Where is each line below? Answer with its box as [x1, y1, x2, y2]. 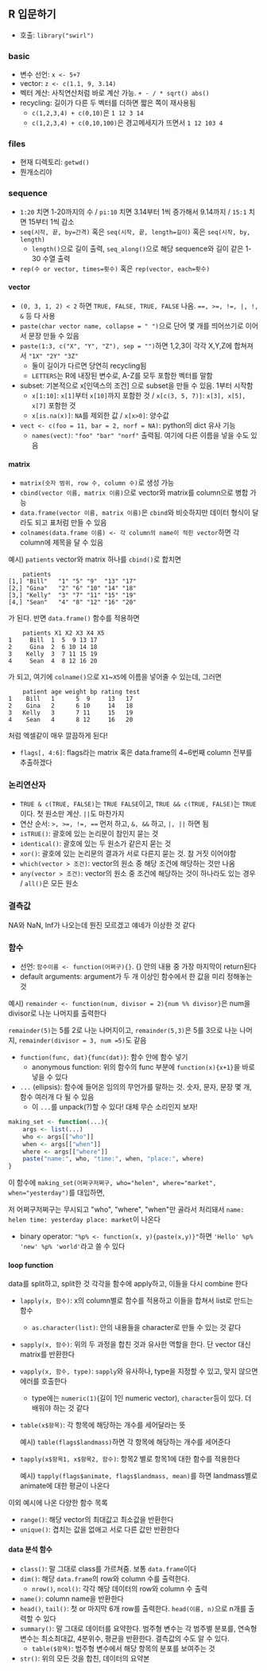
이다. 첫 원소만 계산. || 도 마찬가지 [19, 809, 125, 819]
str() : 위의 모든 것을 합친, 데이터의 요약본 [19, 1653, 150, 1663]
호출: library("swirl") [19, 30, 95, 40]
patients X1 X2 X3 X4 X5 [22, 629, 105, 637]
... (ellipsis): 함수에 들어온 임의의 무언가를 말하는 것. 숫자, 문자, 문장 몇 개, [19, 1082, 252, 1091]
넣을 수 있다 [31, 1072, 68, 1082]
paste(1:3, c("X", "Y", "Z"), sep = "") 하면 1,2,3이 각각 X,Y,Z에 [19, 341, 233, 350]
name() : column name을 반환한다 [19, 1594, 125, 1603]
